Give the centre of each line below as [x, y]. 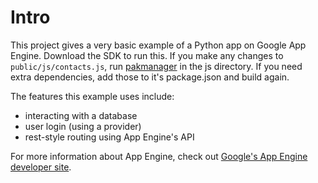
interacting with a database [81, 115]
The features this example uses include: [92, 96]
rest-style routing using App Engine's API [109, 137]
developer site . [41, 167]
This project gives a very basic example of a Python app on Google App [158, 45]
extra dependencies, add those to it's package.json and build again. [150, 77]
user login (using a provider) [83, 126]
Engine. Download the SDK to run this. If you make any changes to [147, 55]
